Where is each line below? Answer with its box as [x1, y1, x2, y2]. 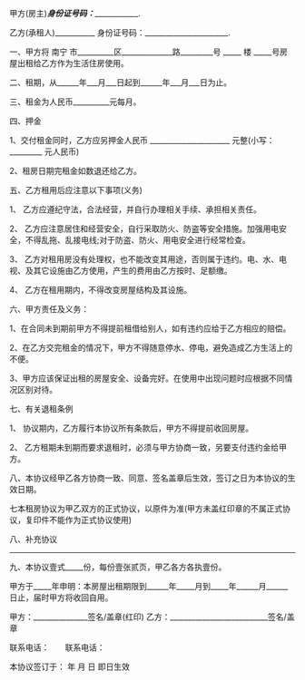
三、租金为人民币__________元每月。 [9, 96, 142, 107]
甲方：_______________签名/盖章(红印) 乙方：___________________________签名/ [9, 611, 288, 622]
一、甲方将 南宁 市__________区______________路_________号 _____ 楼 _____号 [9, 46, 280, 57]
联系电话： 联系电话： [9, 642, 105, 653]
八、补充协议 [9, 534, 57, 544]
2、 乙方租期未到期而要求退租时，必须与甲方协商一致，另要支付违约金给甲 [9, 442, 288, 452]
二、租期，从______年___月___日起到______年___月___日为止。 [9, 77, 232, 88]
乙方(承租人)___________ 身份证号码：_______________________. [9, 27, 231, 38]
